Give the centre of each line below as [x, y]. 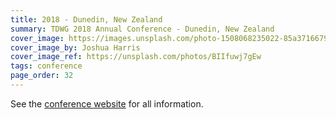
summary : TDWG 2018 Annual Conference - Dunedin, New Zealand [142, 29]
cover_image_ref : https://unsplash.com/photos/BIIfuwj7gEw [136, 57]
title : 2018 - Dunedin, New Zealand [86, 19]
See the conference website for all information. [107, 103]
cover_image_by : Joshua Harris [75, 47]
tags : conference [46, 66]
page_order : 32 [42, 76]
